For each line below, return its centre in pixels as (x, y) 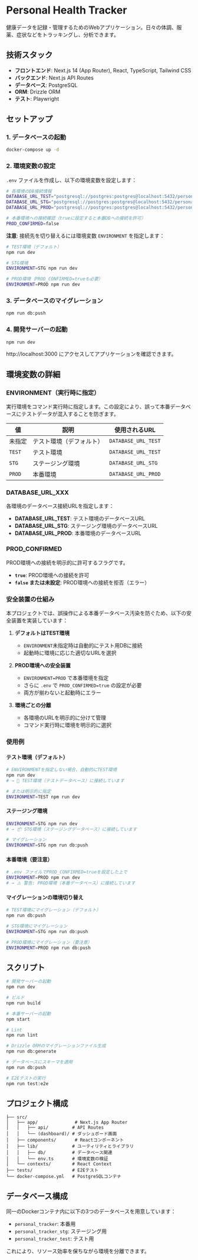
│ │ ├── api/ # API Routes (55, 1128)
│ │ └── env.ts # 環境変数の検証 (57, 1159)
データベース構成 (37, 1196)
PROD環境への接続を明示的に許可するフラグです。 (67, 563)
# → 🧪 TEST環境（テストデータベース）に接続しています (65, 781)
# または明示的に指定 (29, 791)
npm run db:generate (32, 1051)
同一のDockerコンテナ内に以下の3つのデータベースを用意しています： (91, 1212)
